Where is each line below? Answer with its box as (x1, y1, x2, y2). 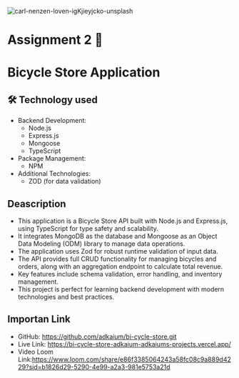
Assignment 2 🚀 (7, 32, 103, 48)
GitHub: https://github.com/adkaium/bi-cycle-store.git (17, 332, 177, 341)
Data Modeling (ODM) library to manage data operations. (17, 239, 185, 248)
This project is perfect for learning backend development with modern (17, 285, 225, 293)
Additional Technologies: (17, 169, 91, 178)
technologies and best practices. (17, 293, 115, 301)
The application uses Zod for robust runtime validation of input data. (17, 247, 219, 255)
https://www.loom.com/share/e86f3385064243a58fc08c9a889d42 (31, 354, 232, 364)
